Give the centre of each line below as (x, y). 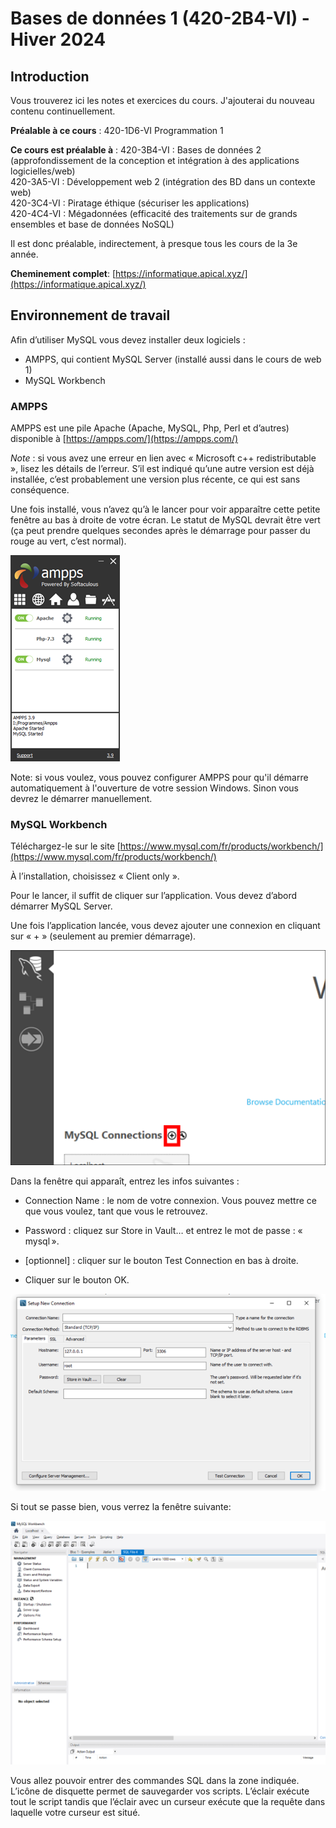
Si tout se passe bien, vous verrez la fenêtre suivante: (121, 1506)
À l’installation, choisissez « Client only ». (95, 876)
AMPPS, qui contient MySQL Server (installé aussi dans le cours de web (173, 359)
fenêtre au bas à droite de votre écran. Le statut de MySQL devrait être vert (165, 520)
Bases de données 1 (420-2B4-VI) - (160, 18)
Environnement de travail (90, 315)
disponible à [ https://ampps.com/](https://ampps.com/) (124, 439)
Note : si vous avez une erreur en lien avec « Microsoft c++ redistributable (163, 458)
